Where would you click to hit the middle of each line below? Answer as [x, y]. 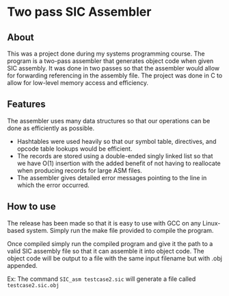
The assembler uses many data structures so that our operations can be [109, 121]
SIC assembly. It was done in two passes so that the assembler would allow [113, 68]
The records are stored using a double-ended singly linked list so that [115, 156]
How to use [31, 207]
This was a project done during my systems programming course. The [106, 53]
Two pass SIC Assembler [79, 12]
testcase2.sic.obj [33, 285]
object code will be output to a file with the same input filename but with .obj [114, 258]
